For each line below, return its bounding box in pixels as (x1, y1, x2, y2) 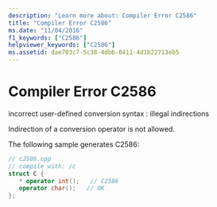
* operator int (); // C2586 (18, 177, 119, 185)
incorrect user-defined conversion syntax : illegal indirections (8, 109, 209, 118)
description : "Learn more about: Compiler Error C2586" (8, 11, 197, 20)
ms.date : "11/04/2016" (8, 26, 83, 34)
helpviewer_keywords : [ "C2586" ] (8, 41, 115, 49)
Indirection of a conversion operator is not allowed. (8, 124, 175, 133)
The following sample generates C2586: (8, 140, 140, 149)
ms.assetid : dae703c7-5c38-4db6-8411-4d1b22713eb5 (8, 48, 180, 56)
